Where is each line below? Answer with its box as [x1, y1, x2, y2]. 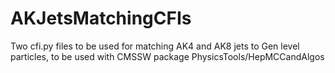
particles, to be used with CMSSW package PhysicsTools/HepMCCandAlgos [10, 50, 325, 62]
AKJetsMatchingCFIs [10, 7, 192, 30]
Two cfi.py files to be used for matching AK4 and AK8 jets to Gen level [10, 40, 300, 52]
